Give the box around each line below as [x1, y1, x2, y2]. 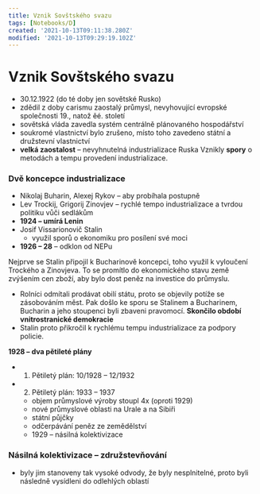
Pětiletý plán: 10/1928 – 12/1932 [31, 371, 135, 380]
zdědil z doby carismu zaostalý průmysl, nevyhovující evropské [19, 102, 228, 112]
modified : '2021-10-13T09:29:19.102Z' [8, 33, 137, 42]
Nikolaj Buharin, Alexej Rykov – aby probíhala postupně [19, 191, 200, 201]
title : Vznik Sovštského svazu [8, 11, 112, 20]
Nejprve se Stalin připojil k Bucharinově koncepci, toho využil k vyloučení [8, 257, 248, 267]
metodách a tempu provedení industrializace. [19, 153, 169, 163]
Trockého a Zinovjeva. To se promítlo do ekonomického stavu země [8, 265, 229, 275]
